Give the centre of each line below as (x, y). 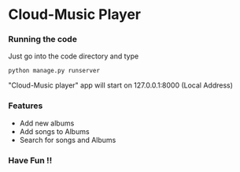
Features (26, 106)
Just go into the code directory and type (74, 56)
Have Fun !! (30, 160)
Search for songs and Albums (68, 140)
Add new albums (47, 123)
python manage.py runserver (54, 71)
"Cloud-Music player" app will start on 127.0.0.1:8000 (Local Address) (121, 85)
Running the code (42, 39)
